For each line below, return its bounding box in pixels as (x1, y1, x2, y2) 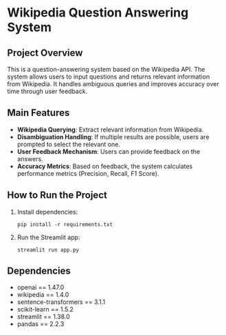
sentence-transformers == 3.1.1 (16, 298, 105, 306)
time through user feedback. (7, 88, 88, 95)
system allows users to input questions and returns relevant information (7, 72, 210, 81)
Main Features (7, 107, 70, 119)
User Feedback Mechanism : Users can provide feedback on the (16, 147, 201, 156)
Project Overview (7, 47, 83, 59)
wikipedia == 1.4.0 (16, 291, 69, 299)
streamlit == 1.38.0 (16, 312, 70, 321)
